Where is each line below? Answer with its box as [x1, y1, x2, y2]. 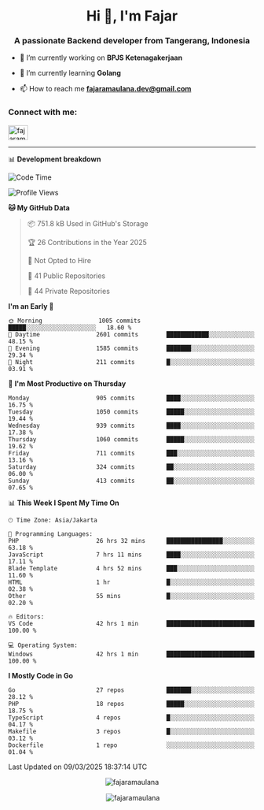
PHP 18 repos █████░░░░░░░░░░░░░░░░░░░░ [8, 700, 255, 708]
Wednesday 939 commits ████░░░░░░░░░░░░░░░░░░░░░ [8, 422, 255, 429]
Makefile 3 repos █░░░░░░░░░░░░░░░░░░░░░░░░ [8, 727, 255, 735]
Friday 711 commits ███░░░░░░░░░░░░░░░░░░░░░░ [8, 449, 255, 457]
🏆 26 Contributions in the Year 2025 [27, 237, 148, 247]
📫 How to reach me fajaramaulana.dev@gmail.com [19, 84, 192, 94]
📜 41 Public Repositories [27, 271, 106, 281]
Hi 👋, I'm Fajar [86, 7, 178, 25]
